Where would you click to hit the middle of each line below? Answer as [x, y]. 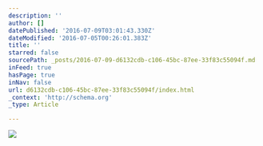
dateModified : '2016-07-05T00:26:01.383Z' [80, 38]
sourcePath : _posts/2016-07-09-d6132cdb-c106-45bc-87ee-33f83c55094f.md [132, 61]
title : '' [25, 45]
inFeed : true [30, 68]
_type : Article [34, 105]
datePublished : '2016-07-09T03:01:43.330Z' [82, 30]
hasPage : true [32, 75]
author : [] [26, 23]
